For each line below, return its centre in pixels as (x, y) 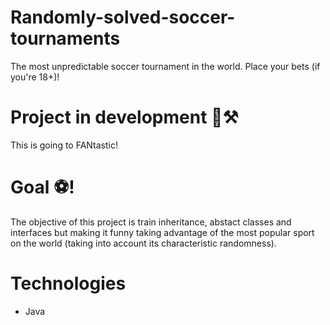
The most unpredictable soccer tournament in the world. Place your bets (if (165, 66)
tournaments (65, 38)
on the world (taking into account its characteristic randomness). (143, 243)
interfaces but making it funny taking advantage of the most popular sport (162, 232)
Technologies (68, 283)
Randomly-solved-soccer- (123, 17)
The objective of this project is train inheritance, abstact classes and (151, 222)
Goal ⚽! (42, 187)
